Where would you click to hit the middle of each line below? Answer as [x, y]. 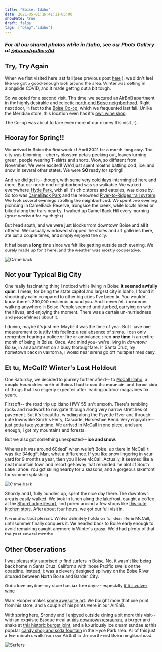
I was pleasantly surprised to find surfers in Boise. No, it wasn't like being [78, 561]
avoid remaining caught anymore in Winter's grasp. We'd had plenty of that [80, 529]
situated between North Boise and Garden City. [52, 576]
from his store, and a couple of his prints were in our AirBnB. [65, 605]
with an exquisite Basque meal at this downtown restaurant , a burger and [78, 620]
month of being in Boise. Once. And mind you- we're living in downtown [77, 342]
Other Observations [36, 549]
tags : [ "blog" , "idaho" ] [29, 28]
